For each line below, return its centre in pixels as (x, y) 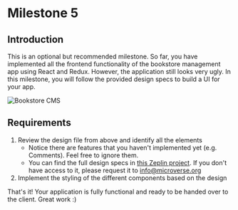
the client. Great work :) (42, 199)
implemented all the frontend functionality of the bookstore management (114, 64)
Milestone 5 (43, 13)
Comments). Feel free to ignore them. (83, 155)
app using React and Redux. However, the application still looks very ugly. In (119, 72)
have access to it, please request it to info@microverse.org (115, 170)
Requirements (39, 123)
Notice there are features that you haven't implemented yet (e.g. (123, 147)
